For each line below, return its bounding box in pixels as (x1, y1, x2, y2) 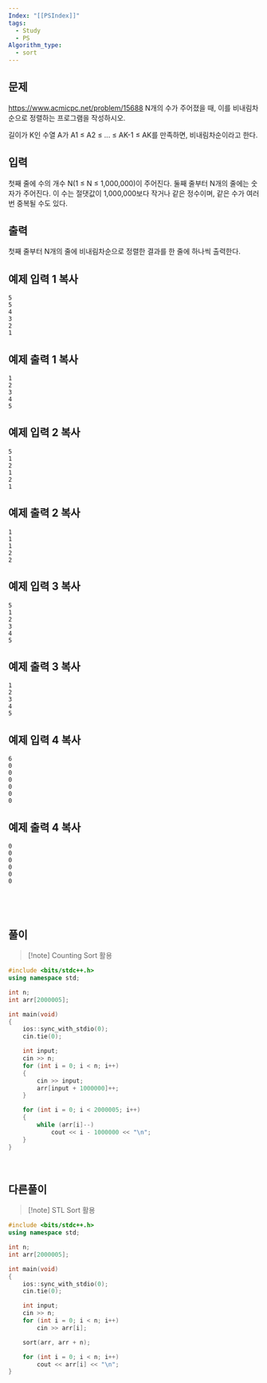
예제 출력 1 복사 (8, 352, 78, 366)
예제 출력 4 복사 (8, 821, 81, 834)
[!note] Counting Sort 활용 (27, 951, 113, 960)
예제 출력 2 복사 (8, 507, 81, 520)
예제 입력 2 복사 (8, 426, 81, 439)
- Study (15, 26, 41, 34)
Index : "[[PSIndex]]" (8, 11, 80, 20)
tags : (8, 19, 26, 27)
